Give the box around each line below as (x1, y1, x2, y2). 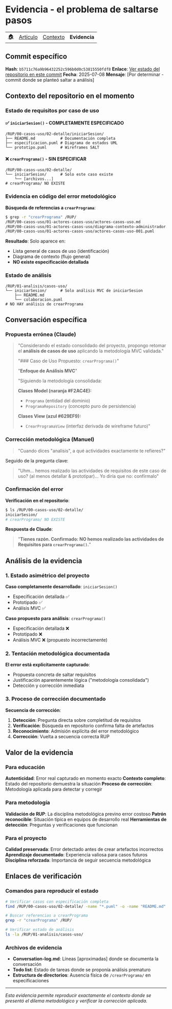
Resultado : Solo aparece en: (5, 238, 66, 245)
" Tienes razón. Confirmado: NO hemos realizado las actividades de (17, 536, 164, 543)
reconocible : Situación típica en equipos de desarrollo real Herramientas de (5, 816, 167, 823)
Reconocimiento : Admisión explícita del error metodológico (12, 728, 139, 734)
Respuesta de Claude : (5, 526, 53, 532)
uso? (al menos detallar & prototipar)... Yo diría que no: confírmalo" (17, 473, 159, 479)
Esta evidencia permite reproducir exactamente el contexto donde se (5, 993, 152, 999)
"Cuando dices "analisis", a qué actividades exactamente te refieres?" (17, 447, 166, 454)
